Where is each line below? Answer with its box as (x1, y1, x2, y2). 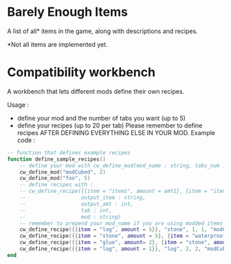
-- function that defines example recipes (7, 149, 131, 156)
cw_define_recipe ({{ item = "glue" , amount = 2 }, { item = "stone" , (19, 239, 211, 246)
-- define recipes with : (19, 181, 94, 188)
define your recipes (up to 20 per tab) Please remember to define (16, 121, 203, 130)
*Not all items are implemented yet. (7, 40, 108, 48)
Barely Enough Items (7, 4, 129, 20)
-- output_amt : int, (19, 201, 134, 207)
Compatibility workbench (7, 65, 156, 80)
